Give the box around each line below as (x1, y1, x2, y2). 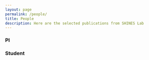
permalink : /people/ (5, 12, 48, 17)
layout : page (5, 7, 32, 12)
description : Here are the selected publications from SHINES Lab (5, 20, 144, 26)
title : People (5, 16, 34, 21)
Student (5, 50, 25, 57)
